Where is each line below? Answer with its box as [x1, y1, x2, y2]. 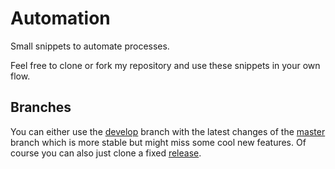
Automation [10, 7, 111, 30]
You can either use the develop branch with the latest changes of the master [10, 125, 326, 137]
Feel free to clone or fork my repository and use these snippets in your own [10, 59, 321, 71]
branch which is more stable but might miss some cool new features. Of [10, 136, 307, 148]
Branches [10, 99, 72, 116]
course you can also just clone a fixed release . [10, 147, 202, 159]
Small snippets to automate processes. [10, 40, 170, 52]
